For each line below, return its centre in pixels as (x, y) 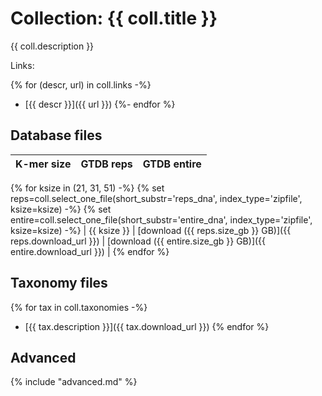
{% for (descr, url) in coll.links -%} (81, 84)
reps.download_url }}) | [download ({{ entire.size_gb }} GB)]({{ (138, 241)
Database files (56, 135)
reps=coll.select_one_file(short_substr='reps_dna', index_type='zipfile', (156, 198)
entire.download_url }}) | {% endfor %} (90, 251)
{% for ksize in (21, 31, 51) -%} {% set (87, 188)
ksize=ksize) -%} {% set (61, 209)
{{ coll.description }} (52, 46)
